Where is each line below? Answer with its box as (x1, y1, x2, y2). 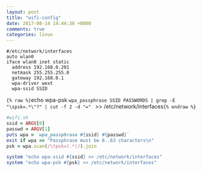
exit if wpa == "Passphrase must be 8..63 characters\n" (6, 137, 154, 143)
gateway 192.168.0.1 (12, 75, 64, 81)
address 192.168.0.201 (12, 65, 70, 71)
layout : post (6, 9, 40, 15)
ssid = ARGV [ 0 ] (6, 120, 45, 126)
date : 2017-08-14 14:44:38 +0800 (6, 20, 92, 26)
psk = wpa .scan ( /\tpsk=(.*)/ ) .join (6, 143, 97, 149)
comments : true (6, 26, 45, 32)
